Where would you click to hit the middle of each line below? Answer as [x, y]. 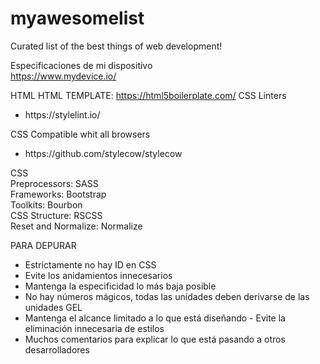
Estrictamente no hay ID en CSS [90, 264]
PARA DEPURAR [43, 245]
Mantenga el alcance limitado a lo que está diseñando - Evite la [155, 318]
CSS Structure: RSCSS [56, 215]
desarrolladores [57, 349]
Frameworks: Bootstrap [58, 194]
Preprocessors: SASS [54, 183]
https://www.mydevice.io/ [63, 76]
